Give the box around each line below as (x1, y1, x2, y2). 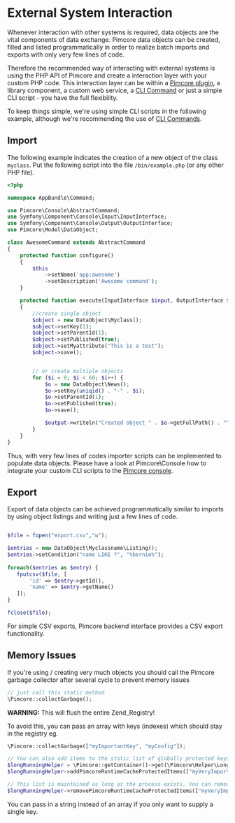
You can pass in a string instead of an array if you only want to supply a (7, 800, 213, 808)
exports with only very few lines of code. (7, 50, 124, 59)
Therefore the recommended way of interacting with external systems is (7, 64, 215, 72)
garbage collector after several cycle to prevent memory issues (7, 676, 190, 684)
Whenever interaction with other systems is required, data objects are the (7, 28, 219, 36)
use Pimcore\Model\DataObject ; (7, 226, 99, 233)
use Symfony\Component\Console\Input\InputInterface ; (7, 213, 168, 221)
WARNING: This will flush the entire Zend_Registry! (7, 708, 155, 717)
